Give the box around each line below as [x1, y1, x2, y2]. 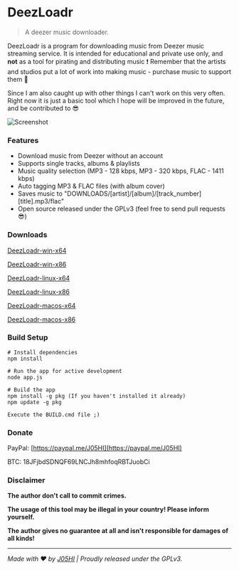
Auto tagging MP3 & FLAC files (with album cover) [17, 182, 165, 191]
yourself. [7, 513, 35, 522]
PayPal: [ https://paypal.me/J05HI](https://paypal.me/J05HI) [7, 444, 183, 453]
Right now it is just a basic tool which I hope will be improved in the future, [7, 96, 225, 105]
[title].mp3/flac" [17, 197, 65, 206]
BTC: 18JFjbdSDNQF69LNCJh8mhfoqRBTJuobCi [7, 458, 151, 466]
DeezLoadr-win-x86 [7, 260, 67, 268]
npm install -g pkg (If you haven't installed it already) [7, 392, 186, 399]
